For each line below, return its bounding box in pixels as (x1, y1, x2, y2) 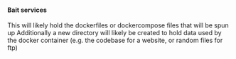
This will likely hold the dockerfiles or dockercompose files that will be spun (7, 21, 229, 29)
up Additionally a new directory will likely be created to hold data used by (7, 29, 222, 37)
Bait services (7, 6, 48, 14)
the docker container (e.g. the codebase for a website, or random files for (7, 36, 223, 45)
